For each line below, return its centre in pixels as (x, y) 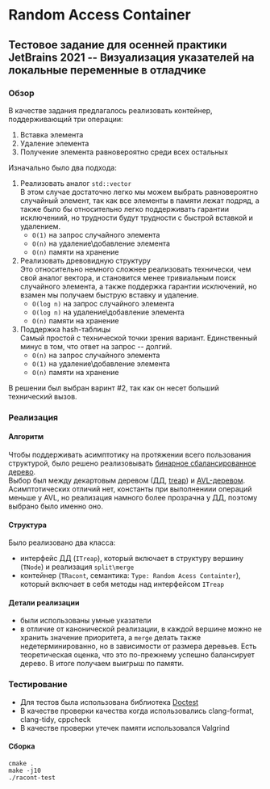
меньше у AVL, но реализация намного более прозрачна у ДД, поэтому (133, 498)
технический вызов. (43, 396)
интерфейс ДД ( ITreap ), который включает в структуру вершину (132, 559)
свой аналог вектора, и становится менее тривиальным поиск (128, 277)
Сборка (22, 746)
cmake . (21, 763)
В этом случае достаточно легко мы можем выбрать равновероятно (139, 192)
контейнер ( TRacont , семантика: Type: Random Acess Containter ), (130, 576)
